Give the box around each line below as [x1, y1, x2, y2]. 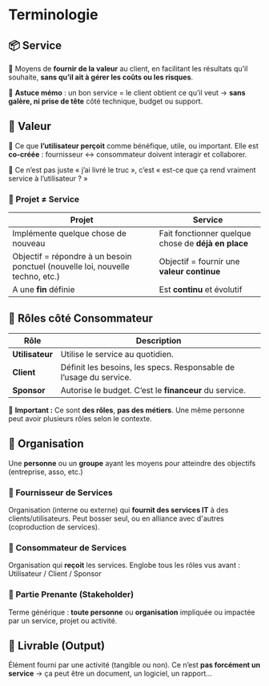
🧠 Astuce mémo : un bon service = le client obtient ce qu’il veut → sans [8, 88, 246, 97]
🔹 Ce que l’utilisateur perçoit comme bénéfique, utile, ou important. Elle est [8, 140, 259, 150]
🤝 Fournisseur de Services [8, 487, 114, 498]
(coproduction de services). [8, 522, 100, 532]
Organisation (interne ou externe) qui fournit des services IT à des [8, 505, 229, 515]
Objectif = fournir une [159, 256, 240, 267]
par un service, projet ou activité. [8, 615, 118, 625]
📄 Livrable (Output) [8, 639, 106, 653]
